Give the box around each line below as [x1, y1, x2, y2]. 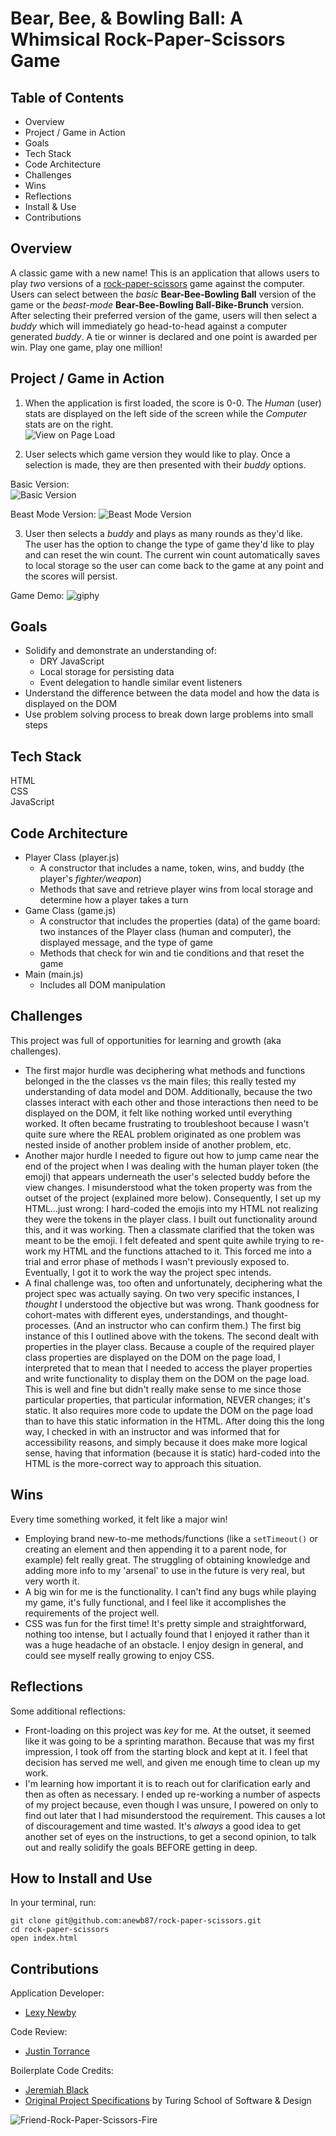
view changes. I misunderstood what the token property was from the [24, 1181, 313, 1193]
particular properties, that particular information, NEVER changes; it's [24, 1393, 311, 1406]
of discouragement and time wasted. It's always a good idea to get [24, 1820, 301, 1832]
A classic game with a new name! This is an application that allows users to [10, 267, 320, 279]
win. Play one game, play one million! [10, 341, 163, 353]
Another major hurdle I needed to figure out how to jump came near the [24, 1149, 320, 1161]
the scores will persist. [24, 570, 118, 582]
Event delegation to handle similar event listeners [39, 677, 243, 689]
